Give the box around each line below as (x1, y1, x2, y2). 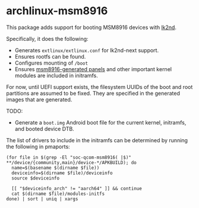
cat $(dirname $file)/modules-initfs (11, 191, 105, 197)
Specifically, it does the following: (6, 35, 89, 42)
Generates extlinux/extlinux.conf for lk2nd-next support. (14, 46, 159, 54)
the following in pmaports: (6, 143, 70, 150)
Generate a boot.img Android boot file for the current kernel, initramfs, (14, 119, 187, 126)
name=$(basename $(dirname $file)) (11, 165, 100, 171)
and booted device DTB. (14, 125, 74, 132)
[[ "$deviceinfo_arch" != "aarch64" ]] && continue (11, 185, 143, 191)
